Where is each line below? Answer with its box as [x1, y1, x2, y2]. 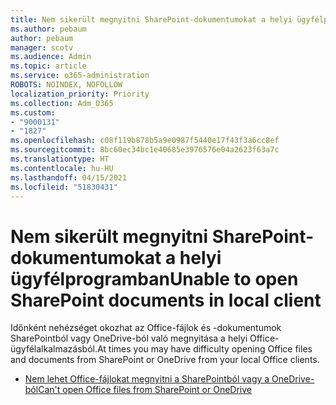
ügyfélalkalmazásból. [10, 343, 98, 355]
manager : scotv [10, 42, 74, 53]
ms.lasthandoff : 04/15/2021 [10, 172, 128, 183]
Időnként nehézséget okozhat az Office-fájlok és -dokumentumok [10, 322, 282, 334]
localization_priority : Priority [10, 89, 150, 99]
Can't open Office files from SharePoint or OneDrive [38, 384, 253, 396]
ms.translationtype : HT [10, 154, 110, 164]
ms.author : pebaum [10, 24, 87, 34]
